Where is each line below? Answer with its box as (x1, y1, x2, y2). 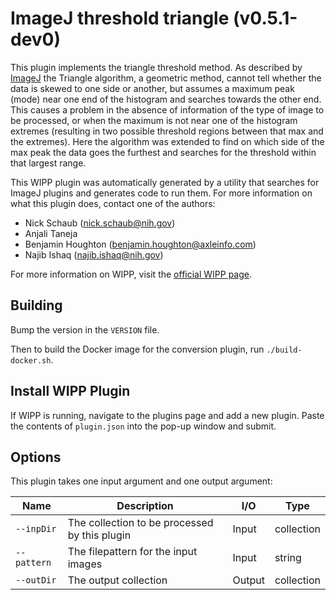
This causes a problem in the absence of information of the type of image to (10, 103, 325, 116)
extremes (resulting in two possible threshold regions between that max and (10, 125, 324, 137)
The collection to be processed (67, 516, 214, 530)
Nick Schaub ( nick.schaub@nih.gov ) (24, 217, 176, 229)
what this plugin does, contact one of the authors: (10, 197, 216, 209)
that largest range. (10, 157, 87, 169)
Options (10, 448, 62, 466)
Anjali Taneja (24, 227, 78, 239)
